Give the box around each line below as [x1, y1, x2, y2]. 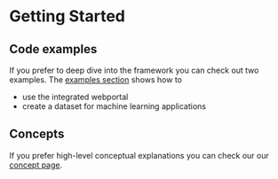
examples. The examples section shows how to [9, 74, 182, 85]
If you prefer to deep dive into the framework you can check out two [9, 65, 259, 75]
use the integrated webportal [21, 91, 129, 102]
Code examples [9, 42, 98, 57]
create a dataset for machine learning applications [21, 101, 207, 112]
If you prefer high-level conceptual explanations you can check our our [9, 150, 269, 160]
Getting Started [9, 6, 126, 27]
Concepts [9, 127, 65, 142]
